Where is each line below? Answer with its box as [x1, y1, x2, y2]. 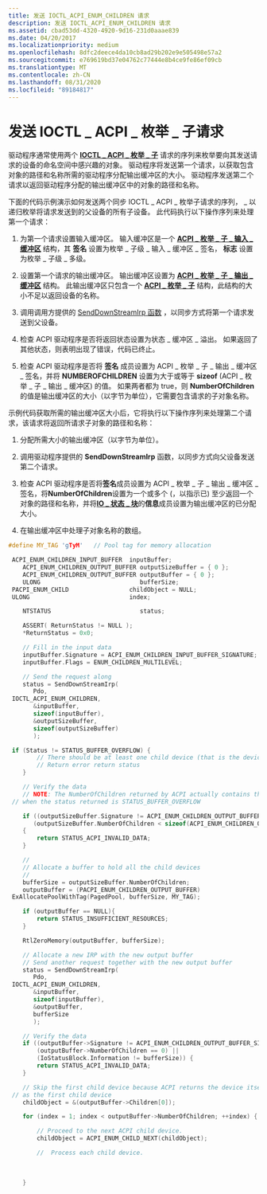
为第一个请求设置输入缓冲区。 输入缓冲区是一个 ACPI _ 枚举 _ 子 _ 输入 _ [19, 234, 253, 244]
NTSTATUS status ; [22, 607, 165, 616]
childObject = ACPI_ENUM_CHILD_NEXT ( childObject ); [37, 1134, 208, 1143]
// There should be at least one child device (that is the [37, 754, 240, 761]
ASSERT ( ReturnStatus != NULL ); [22, 622, 133, 630]
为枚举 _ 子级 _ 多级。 [19, 254, 91, 264]
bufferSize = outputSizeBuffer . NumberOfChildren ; [22, 878, 191, 887]
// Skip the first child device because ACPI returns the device [22, 1083, 244, 1091]
